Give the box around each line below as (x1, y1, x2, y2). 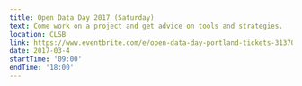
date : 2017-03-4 (9, 47, 70, 56)
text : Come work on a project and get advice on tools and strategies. (9, 21, 283, 30)
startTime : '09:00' (9, 55, 83, 64)
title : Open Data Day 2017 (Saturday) (9, 13, 155, 22)
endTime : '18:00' (9, 64, 75, 73)
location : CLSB (9, 30, 67, 39)
